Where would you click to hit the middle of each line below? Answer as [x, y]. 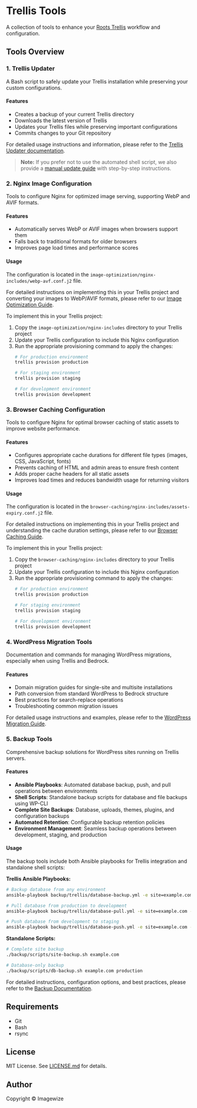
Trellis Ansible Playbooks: [38, 879]
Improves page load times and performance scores [77, 248]
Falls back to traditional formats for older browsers [76, 242]
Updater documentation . [36, 151]
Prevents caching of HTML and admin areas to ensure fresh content [96, 468]
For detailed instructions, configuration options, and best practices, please [96, 982]
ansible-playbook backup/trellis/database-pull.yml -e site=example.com [97, 911]
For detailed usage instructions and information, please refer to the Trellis [95, 144]
